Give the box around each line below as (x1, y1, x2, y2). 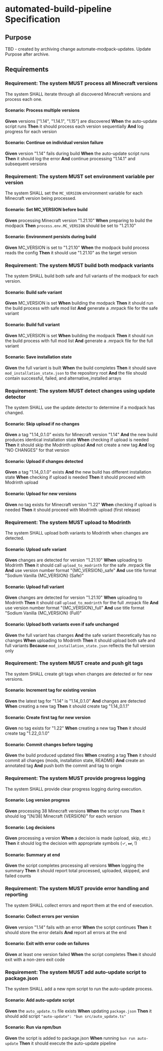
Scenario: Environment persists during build (5, 234, 96, 240)
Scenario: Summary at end (5, 852, 60, 858)
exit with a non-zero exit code (5, 956, 65, 963)
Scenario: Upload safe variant (5, 546, 67, 552)
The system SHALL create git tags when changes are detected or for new (5, 671, 152, 677)
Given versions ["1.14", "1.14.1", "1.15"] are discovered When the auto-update (5, 118, 157, 124)
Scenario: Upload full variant (5, 584, 64, 590)
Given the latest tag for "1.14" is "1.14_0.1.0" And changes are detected (5, 698, 146, 704)
